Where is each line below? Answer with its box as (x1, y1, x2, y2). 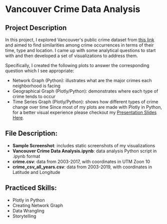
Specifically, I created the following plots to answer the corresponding (5, 63, 149, 68)
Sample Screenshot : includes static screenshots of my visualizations (12, 142, 155, 148)
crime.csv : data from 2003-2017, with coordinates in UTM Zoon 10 (12, 158, 150, 164)
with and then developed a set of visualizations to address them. (5, 53, 138, 59)
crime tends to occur (12, 94, 56, 99)
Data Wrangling (12, 207, 45, 213)
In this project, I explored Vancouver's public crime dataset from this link (5, 37, 154, 43)
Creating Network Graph (12, 202, 63, 208)
